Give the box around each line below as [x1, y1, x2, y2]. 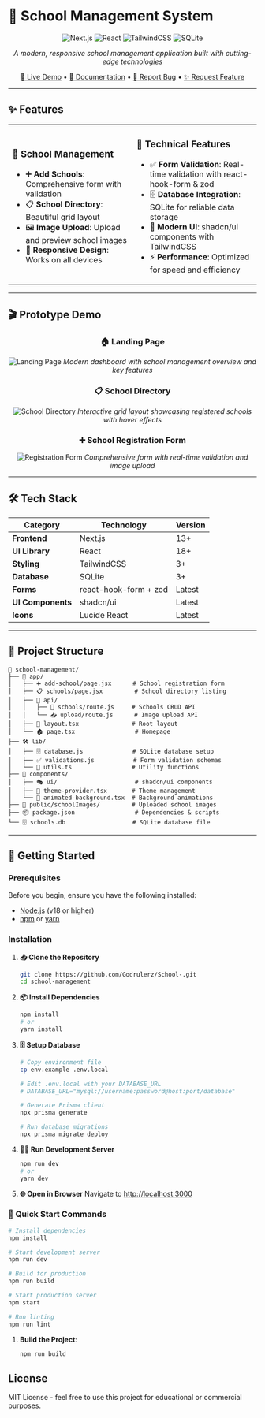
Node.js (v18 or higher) [19, 906, 95, 915]
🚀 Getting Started [8, 849, 95, 862]
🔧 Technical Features [136, 138, 231, 151]
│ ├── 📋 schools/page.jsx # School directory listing [8, 687, 227, 695]
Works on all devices [25, 254, 103, 265]
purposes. [8, 1401, 42, 1410]
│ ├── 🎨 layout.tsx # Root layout [8, 720, 178, 728]
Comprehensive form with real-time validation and [84, 452, 248, 462]
